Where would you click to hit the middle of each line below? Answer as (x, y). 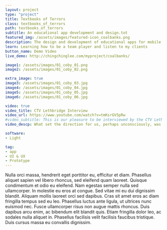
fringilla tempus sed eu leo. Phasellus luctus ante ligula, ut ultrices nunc (78, 201)
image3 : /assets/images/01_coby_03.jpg (46, 83)
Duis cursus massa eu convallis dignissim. (48, 223)
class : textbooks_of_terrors (35, 24)
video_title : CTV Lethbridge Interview (46, 111)
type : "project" (22, 14)
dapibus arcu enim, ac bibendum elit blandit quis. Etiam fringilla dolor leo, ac (83, 212)
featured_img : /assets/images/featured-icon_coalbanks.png (68, 38)
